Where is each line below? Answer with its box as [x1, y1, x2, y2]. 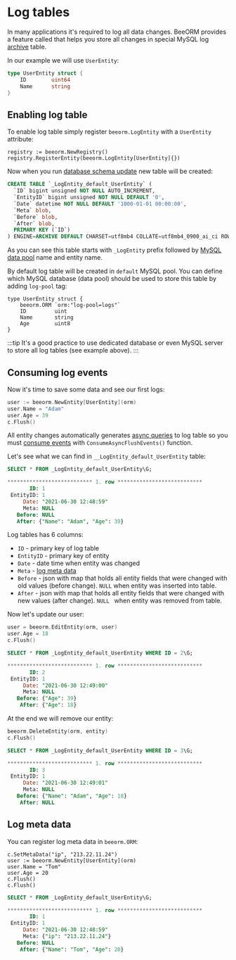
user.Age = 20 [7, 869, 49, 876]
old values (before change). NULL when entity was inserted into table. [17, 581, 217, 590]
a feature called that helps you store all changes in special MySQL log [7, 34, 209, 43]
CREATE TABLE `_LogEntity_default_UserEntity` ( [7, 181, 152, 188]
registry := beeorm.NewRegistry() [7, 149, 109, 156]
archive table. [7, 42, 47, 51]
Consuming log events [7, 367, 108, 379]
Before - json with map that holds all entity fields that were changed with [17, 574, 228, 583]
